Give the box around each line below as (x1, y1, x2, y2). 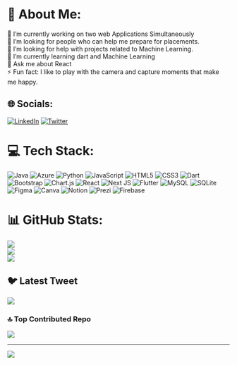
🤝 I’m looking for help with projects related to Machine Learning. (7, 44, 194, 53)
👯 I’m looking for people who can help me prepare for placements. (7, 37, 200, 45)
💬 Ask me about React (7, 59, 72, 68)
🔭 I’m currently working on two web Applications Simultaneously (7, 30, 195, 38)
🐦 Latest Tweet (7, 275, 78, 287)
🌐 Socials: (7, 98, 54, 110)
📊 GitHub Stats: (7, 211, 104, 228)
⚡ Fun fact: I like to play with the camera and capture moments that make (7, 67, 220, 76)
